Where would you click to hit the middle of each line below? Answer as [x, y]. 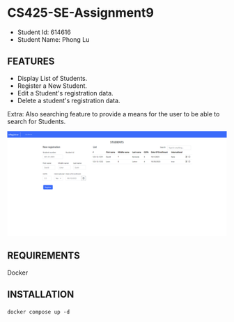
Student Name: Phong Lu [53, 39]
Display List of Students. [52, 78]
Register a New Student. [52, 86]
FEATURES [31, 62]
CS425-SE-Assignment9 [81, 13]
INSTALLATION [41, 294]
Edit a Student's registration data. [65, 93]
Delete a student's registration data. [69, 100]
